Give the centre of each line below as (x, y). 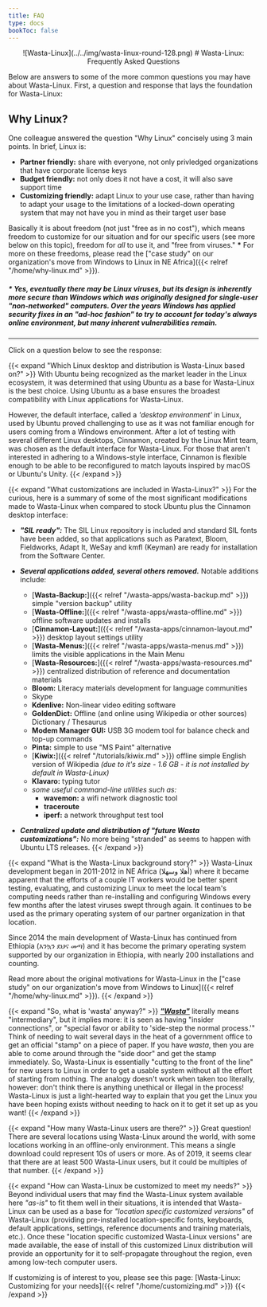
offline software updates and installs (91, 620)
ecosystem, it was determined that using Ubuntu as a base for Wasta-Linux (132, 382)
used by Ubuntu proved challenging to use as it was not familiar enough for (132, 424)
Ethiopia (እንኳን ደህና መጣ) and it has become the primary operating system (127, 946)
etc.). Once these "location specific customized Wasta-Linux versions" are (130, 1237)
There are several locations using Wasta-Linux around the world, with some (132, 1137)
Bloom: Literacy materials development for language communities (139, 688)
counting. (24, 964)
